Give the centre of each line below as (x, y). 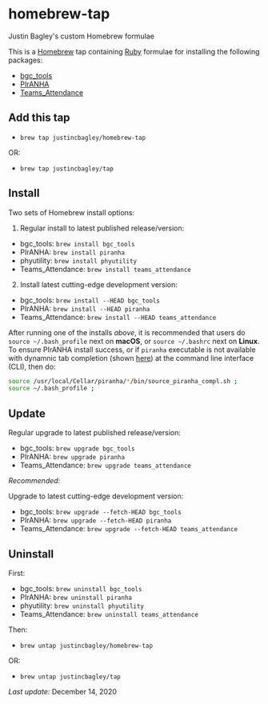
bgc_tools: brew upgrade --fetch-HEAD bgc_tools (100, 512)
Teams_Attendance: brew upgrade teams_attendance (106, 466)
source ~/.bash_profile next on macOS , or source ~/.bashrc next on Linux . (134, 341)
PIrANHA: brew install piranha (72, 252)
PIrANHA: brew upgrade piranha (72, 457)
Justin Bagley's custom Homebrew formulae (81, 36)
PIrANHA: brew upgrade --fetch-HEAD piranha (96, 520)
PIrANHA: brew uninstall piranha (76, 597)
